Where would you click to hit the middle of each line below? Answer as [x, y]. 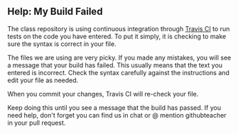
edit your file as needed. [43, 80]
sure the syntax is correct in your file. [62, 44]
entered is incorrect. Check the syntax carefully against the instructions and [118, 72]
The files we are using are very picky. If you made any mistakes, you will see [119, 57]
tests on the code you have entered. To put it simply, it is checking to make [117, 36]
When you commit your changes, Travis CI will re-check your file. [103, 94]
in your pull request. [37, 123]
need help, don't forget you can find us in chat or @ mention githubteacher [117, 115]
